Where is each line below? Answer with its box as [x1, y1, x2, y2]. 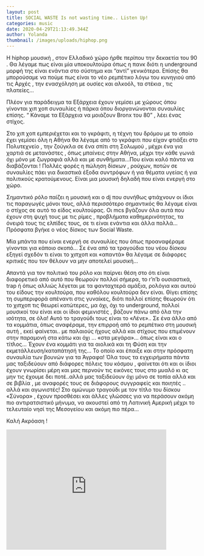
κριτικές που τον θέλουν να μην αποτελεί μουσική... [6, 257, 138, 265]
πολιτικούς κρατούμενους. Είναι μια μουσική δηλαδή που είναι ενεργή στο [6, 175, 196, 182]
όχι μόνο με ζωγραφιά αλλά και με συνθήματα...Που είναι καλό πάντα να [6, 156, 194, 163]
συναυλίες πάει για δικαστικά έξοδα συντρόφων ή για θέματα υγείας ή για [6, 169, 198, 176]
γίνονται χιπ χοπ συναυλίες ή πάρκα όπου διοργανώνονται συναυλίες [6, 105, 185, 112]
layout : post [6, 9, 40, 15]
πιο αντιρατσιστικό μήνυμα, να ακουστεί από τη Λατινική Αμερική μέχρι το [6, 399, 195, 406]
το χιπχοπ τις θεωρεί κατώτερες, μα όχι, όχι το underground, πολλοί [6, 302, 180, 309]
